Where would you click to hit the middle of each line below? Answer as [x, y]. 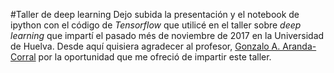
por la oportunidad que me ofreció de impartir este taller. [155, 57]
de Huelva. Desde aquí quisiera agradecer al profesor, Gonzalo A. [145, 46]
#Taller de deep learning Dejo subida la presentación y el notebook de [155, 14]
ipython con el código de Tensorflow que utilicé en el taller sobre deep [156, 25]
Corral [23, 57]
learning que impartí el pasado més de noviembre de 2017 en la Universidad [167, 35]
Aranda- [299, 46]
